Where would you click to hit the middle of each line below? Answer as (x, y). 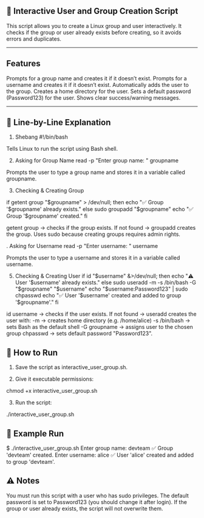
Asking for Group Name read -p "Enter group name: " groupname (97, 161)
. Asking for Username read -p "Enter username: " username (82, 246)
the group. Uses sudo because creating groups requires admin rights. (93, 234)
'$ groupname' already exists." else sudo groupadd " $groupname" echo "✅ (100, 209)
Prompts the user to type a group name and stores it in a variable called (96, 172)
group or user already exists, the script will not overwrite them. (85, 508)
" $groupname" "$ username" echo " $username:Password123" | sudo (101, 289)
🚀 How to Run (32, 352)
